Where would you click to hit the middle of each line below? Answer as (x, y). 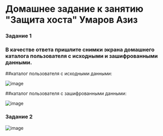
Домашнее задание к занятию (75, 9)
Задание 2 (19, 117)
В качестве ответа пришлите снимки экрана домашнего (80, 50)
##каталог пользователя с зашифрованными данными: (66, 93)
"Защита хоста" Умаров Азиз (71, 20)
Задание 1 (19, 36)
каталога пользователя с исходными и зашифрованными (82, 56)
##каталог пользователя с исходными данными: (59, 74)
